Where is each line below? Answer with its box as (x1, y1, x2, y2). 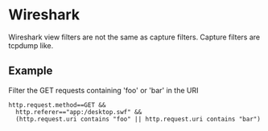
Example (8, 64, 53, 78)
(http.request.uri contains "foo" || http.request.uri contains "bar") (15, 115, 262, 123)
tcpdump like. (8, 40, 54, 50)
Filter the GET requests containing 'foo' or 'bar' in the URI (8, 85, 199, 95)
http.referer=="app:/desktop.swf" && (15, 108, 142, 116)
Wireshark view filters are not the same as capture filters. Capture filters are (8, 32, 260, 42)
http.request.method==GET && (8, 100, 106, 109)
